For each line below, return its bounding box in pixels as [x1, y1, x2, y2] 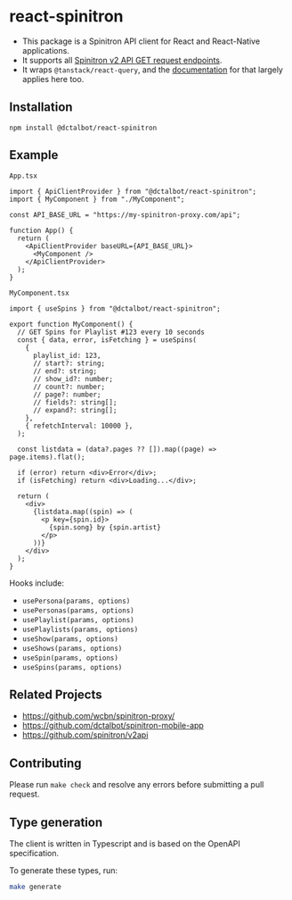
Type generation [9, 814, 103, 829]
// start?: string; [32, 359, 105, 368]
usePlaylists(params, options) [21, 625, 139, 634]
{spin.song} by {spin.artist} [48, 522, 162, 532]
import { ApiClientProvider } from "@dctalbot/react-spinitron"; [9, 187, 256, 196]
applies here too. [21, 73, 85, 84]
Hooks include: [9, 578, 65, 588]
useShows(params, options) [21, 644, 123, 653]
